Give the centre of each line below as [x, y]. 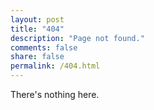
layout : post [37, 19]
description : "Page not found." [77, 38]
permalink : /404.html [55, 66]
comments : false [44, 47]
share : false [37, 57]
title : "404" [37, 29]
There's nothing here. [55, 94]
